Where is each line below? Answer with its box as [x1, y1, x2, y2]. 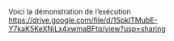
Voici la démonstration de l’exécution [8, 7, 131, 16]
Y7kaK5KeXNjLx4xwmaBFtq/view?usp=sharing [8, 24, 166, 33]
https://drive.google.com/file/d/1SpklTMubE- [8, 15, 158, 25]
